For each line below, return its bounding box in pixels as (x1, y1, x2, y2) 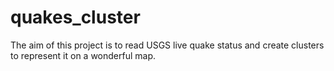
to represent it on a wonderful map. (10, 49, 157, 61)
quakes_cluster (10, 6, 141, 29)
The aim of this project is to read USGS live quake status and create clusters (10, 39, 325, 51)
